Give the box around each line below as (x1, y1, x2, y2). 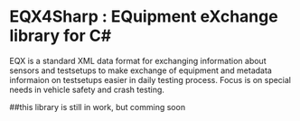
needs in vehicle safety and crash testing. (9, 84, 165, 95)
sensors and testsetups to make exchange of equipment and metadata (9, 65, 273, 76)
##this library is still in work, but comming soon (9, 101, 186, 112)
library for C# (9, 25, 112, 46)
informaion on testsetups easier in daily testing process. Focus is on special (9, 74, 292, 85)
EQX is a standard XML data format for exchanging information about (9, 55, 267, 66)
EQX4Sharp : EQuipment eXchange (9, 6, 278, 27)
